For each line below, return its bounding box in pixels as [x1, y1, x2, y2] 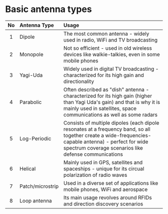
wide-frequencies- [105, 132, 151, 139]
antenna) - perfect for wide [83, 138, 148, 145]
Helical [19, 165, 36, 172]
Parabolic [19, 98, 42, 105]
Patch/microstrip [19, 182, 59, 189]
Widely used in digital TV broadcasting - [63, 65, 159, 72]
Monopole [19, 51, 43, 58]
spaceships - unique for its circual [63, 165, 144, 172]
